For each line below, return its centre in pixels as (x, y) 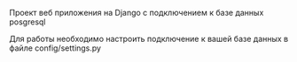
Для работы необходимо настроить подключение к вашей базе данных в (149, 39)
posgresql (27, 22)
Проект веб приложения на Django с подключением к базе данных (137, 13)
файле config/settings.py (55, 48)
